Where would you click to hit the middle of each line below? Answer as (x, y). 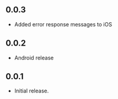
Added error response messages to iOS (63, 24)
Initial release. (31, 91)
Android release (34, 58)
